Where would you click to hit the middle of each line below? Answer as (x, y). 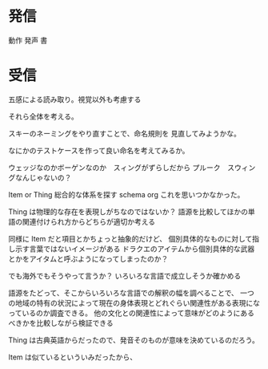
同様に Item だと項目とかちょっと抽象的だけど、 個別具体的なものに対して (130, 238)
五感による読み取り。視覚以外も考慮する (75, 99)
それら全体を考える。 (43, 116)
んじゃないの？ (47, 177)
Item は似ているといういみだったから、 (73, 357)
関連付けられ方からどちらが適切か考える (89, 221)
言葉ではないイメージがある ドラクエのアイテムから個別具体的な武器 (142, 249)
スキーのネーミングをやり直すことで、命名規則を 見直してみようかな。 (125, 133)
